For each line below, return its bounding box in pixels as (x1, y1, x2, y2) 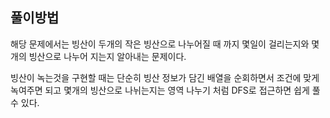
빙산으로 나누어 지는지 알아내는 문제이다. (28, 50, 187, 62)
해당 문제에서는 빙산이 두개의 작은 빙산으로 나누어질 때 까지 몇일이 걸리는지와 (10, 38, 310, 50)
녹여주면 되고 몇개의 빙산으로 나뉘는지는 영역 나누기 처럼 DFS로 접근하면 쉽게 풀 (10, 84, 321, 96)
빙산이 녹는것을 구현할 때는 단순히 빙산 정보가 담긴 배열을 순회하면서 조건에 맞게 (10, 71, 320, 83)
